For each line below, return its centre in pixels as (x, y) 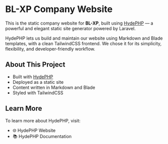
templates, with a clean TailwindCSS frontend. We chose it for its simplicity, (83, 43)
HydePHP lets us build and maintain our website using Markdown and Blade (84, 38)
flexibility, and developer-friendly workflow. (50, 49)
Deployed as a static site (38, 82)
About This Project (35, 64)
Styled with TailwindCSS (38, 93)
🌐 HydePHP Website (34, 130)
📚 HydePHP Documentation (42, 136)
